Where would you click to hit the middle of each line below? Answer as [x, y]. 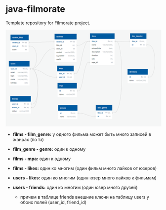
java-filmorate [36, 9]
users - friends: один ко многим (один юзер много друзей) [75, 187]
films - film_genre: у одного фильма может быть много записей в [82, 134]
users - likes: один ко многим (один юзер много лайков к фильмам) [85, 178]
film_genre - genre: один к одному [49, 149]
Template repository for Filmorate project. [48, 23]
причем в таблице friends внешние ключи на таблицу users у [85, 197]
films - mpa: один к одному [42, 159]
